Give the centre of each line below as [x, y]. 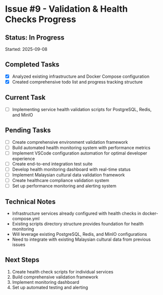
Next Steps [22, 260]
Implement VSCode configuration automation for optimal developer [80, 153]
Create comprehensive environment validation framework [70, 142]
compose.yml [26, 218]
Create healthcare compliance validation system [61, 180]
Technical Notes [31, 202]
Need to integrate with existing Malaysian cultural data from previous [81, 239]
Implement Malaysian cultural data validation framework [69, 175]
